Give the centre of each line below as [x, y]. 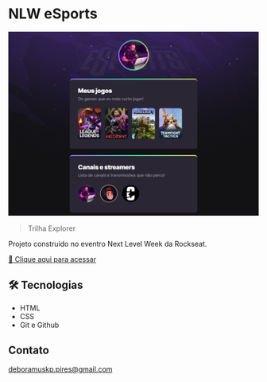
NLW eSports [53, 14]
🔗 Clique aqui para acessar [52, 259]
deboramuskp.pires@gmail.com [60, 369]
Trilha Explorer [52, 228]
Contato [29, 350]
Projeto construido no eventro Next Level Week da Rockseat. [108, 244]
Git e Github [39, 325]
